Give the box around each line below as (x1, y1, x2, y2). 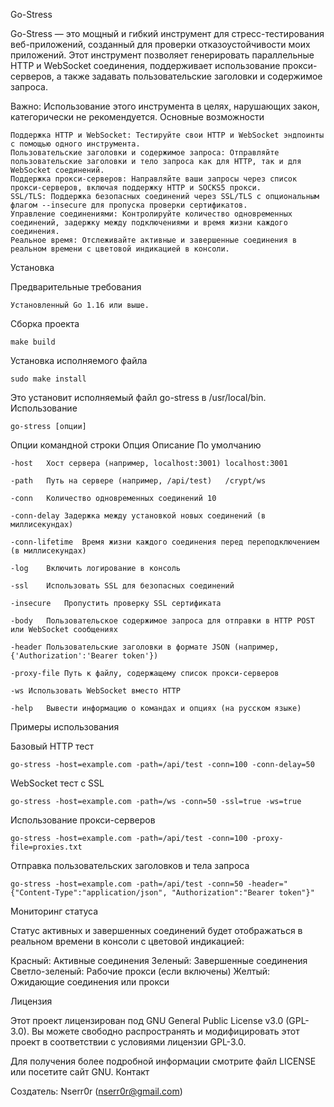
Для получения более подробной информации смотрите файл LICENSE (10, 1055, 317, 1067)
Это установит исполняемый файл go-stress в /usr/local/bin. (10, 392, 267, 403)
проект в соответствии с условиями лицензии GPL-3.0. (10, 1036, 247, 1048)
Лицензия (10, 995, 53, 1007)
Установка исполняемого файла (10, 355, 148, 366)
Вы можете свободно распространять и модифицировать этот (31, 1025, 300, 1037)
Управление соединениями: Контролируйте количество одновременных (10, 209, 293, 219)
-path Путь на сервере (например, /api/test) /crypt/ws (10, 476, 267, 486)
